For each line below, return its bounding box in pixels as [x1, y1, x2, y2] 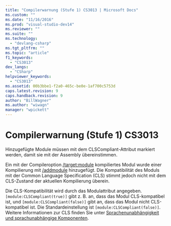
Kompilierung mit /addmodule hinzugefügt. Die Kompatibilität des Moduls [5, 167, 160, 173]
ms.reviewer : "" [5, 27, 40, 32]
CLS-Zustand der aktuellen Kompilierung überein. [5, 177, 110, 184]
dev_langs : [5, 64, 29, 70]
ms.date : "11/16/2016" [5, 17, 54, 22]
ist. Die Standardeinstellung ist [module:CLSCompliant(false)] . [30, 204, 161, 210]
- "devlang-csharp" [10, 41, 52, 46]
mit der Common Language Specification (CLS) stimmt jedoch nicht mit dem [5, 172, 166, 178]
